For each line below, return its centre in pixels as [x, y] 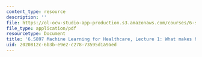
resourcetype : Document [36, 34]
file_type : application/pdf [41, 28]
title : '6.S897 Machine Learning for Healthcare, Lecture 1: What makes [99, 39]
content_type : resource [36, 12]
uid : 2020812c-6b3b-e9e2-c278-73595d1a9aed [62, 45]
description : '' [26, 17]
